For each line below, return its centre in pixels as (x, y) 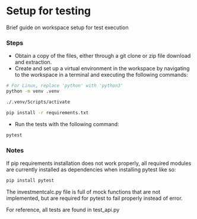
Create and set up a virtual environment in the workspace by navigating (102, 68)
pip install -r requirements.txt (47, 112)
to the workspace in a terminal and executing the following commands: (101, 75)
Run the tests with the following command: (67, 124)
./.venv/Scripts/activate (38, 102)
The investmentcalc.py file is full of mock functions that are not (83, 192)
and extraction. (33, 62)
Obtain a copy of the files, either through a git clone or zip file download (103, 56)
